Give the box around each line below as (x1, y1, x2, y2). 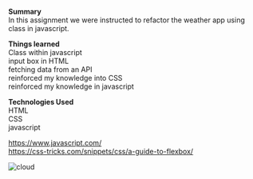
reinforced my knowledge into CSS (8, 74, 123, 82)
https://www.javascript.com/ (8, 138, 102, 147)
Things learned (8, 39, 60, 49)
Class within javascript (8, 48, 82, 57)
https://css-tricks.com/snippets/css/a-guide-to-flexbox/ (8, 147, 194, 156)
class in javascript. (8, 24, 69, 33)
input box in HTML (8, 56, 69, 66)
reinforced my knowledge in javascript (8, 82, 134, 91)
